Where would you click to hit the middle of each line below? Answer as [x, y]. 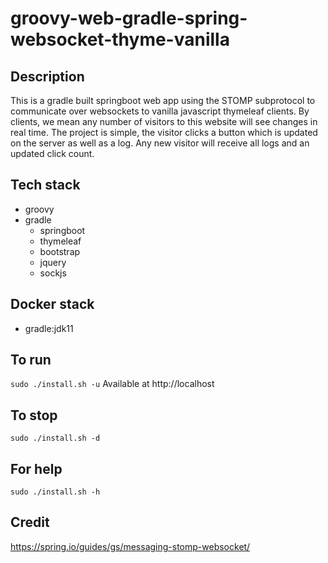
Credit [30, 522]
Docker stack [52, 304]
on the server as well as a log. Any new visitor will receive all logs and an [160, 143]
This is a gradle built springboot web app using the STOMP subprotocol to [163, 100]
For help [36, 468]
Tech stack [45, 185]
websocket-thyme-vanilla [120, 39]
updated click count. [52, 153]
